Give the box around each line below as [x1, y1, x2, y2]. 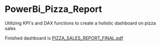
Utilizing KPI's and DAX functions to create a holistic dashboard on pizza [5, 20, 156, 26]
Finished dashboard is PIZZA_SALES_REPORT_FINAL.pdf [5, 35, 124, 41]
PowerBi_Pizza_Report [5, 3, 102, 15]
